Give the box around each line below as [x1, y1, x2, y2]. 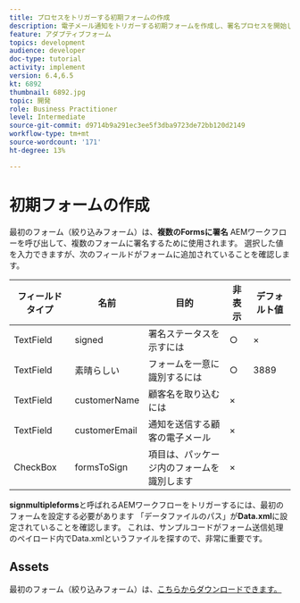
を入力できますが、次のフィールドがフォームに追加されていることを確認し [9, 248, 283, 259]
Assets [9, 559, 49, 574]
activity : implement [9, 63, 87, 72]
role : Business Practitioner [9, 105, 118, 113]
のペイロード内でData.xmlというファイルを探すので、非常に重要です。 [9, 532, 268, 543]
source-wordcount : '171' [9, 138, 102, 147]
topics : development [9, 38, 87, 47]
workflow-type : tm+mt [9, 130, 90, 138]
